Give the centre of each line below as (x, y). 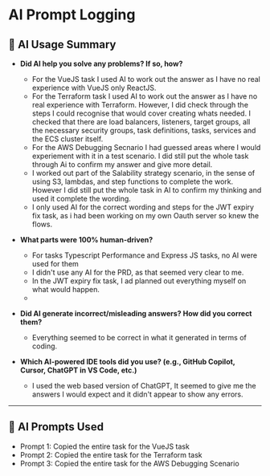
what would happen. (66, 289)
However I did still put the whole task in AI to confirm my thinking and (147, 190)
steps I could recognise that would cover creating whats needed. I (141, 113)
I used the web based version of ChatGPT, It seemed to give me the (144, 386)
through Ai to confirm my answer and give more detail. (122, 165)
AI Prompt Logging (72, 15)
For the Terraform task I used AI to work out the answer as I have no (145, 96)
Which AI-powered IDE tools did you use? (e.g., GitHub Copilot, (127, 362)
